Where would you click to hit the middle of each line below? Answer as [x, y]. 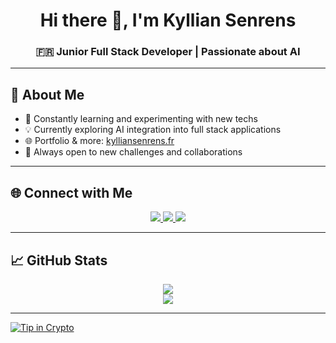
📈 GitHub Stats [59, 260]
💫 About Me [47, 94]
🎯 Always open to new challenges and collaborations [133, 152]
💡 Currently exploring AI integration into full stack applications [153, 130]
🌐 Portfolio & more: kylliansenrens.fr [99, 141]
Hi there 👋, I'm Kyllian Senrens [168, 20]
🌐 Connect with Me [71, 192]
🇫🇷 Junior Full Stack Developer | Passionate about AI [168, 52]
